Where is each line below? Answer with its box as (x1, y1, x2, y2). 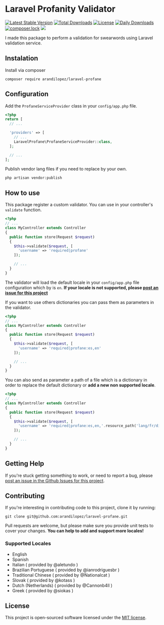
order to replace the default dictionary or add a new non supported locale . (5, 382, 156, 388)
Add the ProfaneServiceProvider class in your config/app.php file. (5, 103, 138, 108)
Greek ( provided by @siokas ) (12, 587, 74, 593)
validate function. (5, 207, 42, 213)
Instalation (5, 54, 38, 63)
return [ (5, 117, 23, 122)
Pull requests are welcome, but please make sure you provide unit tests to (5, 523, 154, 529)
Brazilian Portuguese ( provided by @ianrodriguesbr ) (12, 567, 120, 573)
